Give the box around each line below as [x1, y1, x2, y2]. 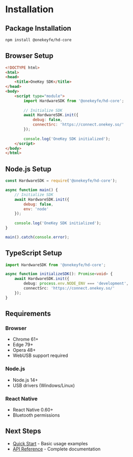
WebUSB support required [12, 352, 68, 358]
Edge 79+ [12, 342, 34, 348]
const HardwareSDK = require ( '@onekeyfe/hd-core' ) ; [5, 178, 117, 183]
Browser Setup [5, 52, 54, 60]
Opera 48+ [12, 347, 36, 353]
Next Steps [5, 427, 41, 436]
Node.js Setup [5, 164, 52, 173]
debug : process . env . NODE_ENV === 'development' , [23, 281, 129, 286]
